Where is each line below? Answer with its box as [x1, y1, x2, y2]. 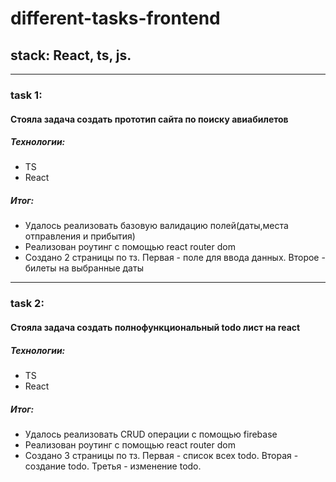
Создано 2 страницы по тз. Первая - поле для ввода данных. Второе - [24, 252, 326, 264]
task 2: [10, 297, 45, 311]
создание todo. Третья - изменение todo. [24, 460, 202, 472]
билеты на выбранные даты [24, 262, 144, 274]
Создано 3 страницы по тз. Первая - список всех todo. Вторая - [24, 449, 299, 461]
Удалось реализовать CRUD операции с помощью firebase [24, 428, 278, 440]
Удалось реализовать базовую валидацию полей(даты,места [24, 220, 289, 232]
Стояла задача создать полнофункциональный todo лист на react [10, 321, 301, 333]
